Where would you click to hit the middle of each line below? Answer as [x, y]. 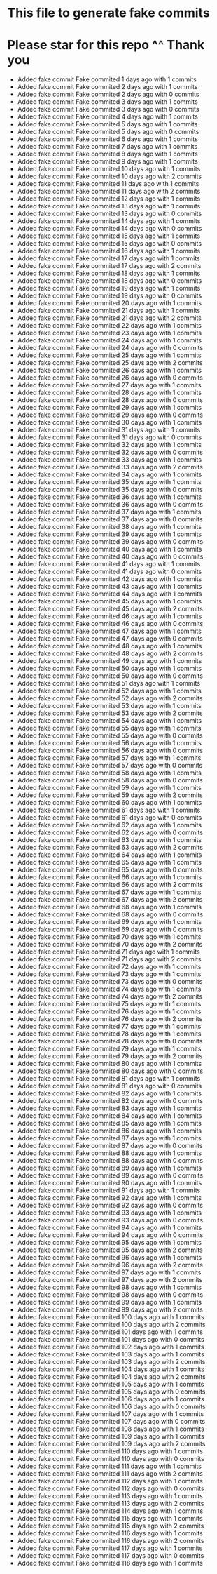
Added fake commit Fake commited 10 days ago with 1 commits [109, 169]
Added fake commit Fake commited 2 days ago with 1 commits [107, 87]
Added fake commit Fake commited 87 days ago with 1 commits [109, 1138]
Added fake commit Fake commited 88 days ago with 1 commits [109, 1153]
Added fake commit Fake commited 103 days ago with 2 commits [111, 1362]
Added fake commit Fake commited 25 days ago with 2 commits [110, 363]
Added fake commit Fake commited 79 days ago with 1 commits [109, 1049]
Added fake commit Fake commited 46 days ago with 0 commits [110, 624]
